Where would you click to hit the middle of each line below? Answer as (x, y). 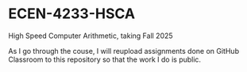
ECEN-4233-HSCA (72, 14)
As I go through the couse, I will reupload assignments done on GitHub (124, 51)
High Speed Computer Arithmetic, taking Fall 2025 (91, 36)
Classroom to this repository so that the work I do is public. (104, 59)
